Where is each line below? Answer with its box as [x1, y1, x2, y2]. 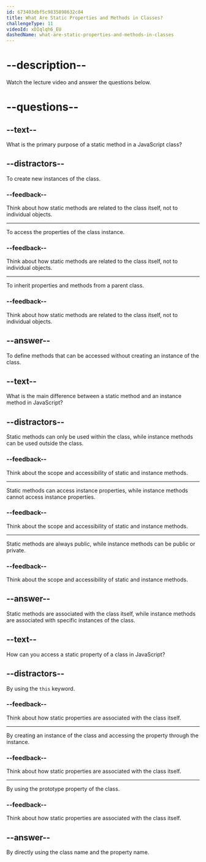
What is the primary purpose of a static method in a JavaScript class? [6, 141, 182, 148]
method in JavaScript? [6, 399, 63, 406]
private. [6, 546, 26, 554]
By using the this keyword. [6, 684, 75, 692]
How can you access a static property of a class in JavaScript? [6, 651, 166, 658]
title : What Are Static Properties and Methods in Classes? [6, 15, 164, 21]
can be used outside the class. [6, 440, 84, 447]
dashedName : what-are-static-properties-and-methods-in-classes [6, 32, 174, 38]
